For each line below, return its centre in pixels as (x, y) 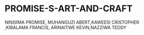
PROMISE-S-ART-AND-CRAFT (69, 9)
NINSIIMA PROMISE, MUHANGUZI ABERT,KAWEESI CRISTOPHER (72, 22)
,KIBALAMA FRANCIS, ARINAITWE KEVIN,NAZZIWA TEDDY (66, 27)
